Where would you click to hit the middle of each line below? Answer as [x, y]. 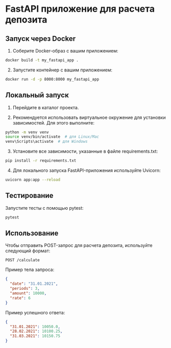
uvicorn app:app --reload [33, 180]
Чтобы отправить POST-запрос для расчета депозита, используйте [79, 245]
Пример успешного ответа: [35, 312]
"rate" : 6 [20, 298]
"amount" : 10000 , [28, 293]
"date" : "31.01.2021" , [34, 284]
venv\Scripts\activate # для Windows [46, 142]
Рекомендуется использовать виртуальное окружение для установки [89, 117]
